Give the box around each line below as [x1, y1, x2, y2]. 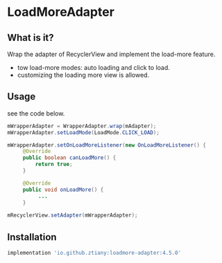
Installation [7, 231, 57, 243]
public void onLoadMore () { [22, 186, 104, 193]
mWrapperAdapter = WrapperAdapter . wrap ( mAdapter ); [7, 123, 157, 129]
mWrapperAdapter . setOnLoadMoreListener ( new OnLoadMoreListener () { [7, 141, 207, 149]
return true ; [35, 161, 73, 168]
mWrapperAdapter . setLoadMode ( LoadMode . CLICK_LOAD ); [7, 129, 160, 136]
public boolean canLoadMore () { [22, 154, 117, 161]
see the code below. [7, 109, 65, 118]
